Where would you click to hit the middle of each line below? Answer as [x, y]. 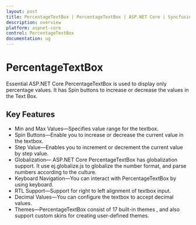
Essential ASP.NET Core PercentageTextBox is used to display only [87, 84]
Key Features [31, 115]
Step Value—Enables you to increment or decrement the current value [99, 147]
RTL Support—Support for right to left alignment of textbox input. [92, 191]
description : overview [34, 22]
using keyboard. [34, 184]
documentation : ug [28, 39]
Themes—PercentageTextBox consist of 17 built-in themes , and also [97, 209]
